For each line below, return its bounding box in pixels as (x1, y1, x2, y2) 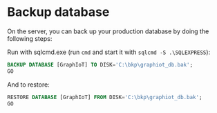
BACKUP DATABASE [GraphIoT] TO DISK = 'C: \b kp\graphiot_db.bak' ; (7, 61, 194, 68)
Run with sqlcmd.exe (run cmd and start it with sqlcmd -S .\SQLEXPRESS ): (7, 48, 211, 56)
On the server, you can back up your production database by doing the (7, 27, 209, 35)
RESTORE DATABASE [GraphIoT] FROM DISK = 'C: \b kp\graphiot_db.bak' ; (7, 94, 202, 101)
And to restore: (7, 80, 50, 89)
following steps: (7, 34, 53, 42)
